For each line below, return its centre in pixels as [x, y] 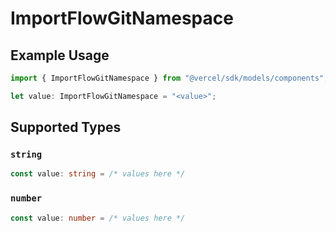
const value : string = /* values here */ [98, 174]
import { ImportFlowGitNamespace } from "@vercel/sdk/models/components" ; [169, 78]
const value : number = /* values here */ [98, 218]
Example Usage [60, 55]
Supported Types [66, 127]
